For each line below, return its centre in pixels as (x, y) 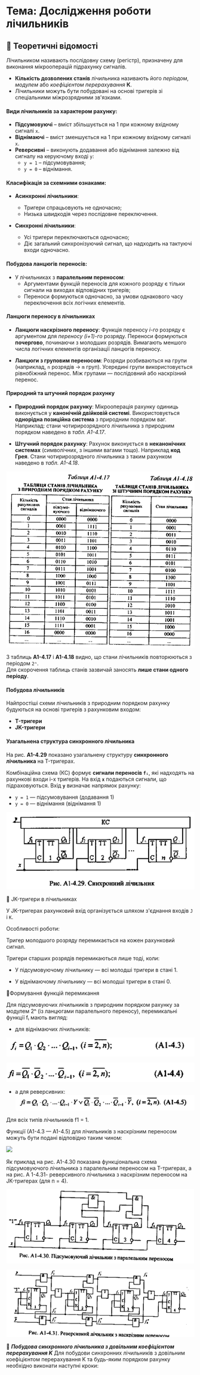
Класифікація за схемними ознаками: (56, 183)
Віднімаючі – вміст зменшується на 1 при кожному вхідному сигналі (103, 137)
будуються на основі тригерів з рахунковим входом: (74, 709)
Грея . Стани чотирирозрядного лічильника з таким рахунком (93, 456)
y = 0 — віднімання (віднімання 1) (58, 803)
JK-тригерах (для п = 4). (37, 1181)
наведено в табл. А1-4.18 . (47, 463)
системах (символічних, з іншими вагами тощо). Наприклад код (98, 450)
